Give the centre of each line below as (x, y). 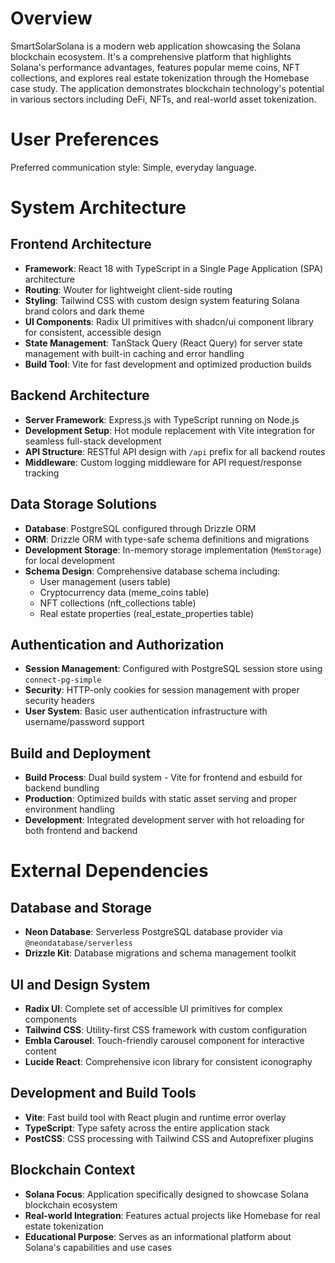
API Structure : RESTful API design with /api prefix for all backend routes (175, 451)
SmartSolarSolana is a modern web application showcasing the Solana (155, 46)
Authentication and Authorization (117, 644)
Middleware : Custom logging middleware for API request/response (163, 462)
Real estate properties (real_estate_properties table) (147, 613)
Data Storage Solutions (84, 504)
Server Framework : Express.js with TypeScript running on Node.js (162, 419)
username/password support (84, 722)
